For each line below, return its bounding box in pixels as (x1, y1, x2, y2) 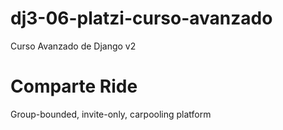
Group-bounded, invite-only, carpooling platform (10, 108, 212, 120)
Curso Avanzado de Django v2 (10, 40, 137, 52)
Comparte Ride (10, 75, 138, 98)
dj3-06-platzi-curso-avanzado (10, 7, 273, 30)
